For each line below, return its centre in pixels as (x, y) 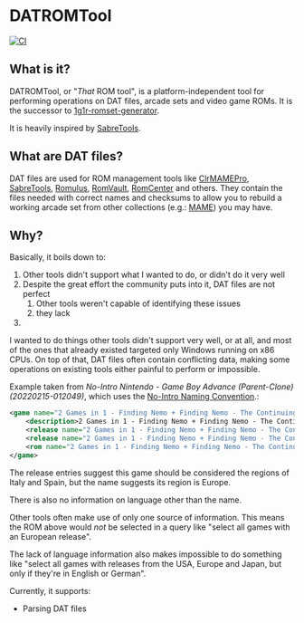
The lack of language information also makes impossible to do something (146, 554)
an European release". (51, 536)
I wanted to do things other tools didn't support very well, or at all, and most (151, 340)
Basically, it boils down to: (58, 257)
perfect (36, 294)
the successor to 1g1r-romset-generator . (85, 110)
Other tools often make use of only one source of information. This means (147, 517)
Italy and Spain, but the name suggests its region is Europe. (120, 482)
